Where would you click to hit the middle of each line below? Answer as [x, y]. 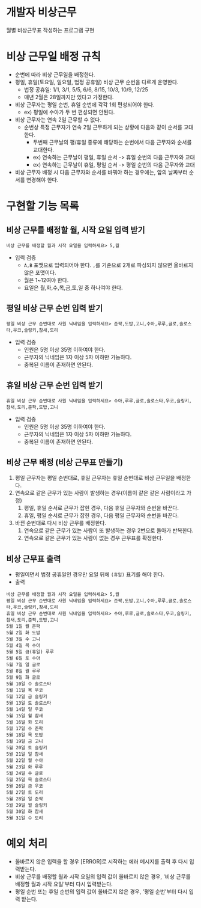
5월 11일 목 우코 [25, 690]
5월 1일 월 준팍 [23, 627]
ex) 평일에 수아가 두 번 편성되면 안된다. [69, 112]
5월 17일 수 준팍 [25, 729]
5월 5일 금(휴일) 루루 [30, 652]
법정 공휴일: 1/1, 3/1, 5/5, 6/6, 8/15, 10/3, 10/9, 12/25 [86, 89]
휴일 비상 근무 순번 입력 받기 [55, 385]
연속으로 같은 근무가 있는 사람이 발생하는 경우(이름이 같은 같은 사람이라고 [100, 493]
